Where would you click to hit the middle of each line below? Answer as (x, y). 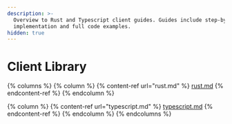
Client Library (47, 67)
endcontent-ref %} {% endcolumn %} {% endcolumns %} (89, 114)
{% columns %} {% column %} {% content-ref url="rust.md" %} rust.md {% (115, 86)
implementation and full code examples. (72, 26)
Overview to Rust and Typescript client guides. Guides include (108, 20)
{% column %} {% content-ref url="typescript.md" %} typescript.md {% (110, 107)
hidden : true (26, 33)
